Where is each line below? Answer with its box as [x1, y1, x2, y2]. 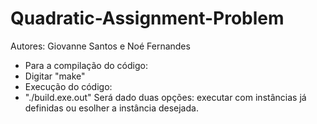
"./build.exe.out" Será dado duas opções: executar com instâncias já [24, 91, 307, 103]
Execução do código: [24, 80, 113, 92]
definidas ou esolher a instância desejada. [24, 102, 199, 114]
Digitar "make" [24, 70, 86, 82]
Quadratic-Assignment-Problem [10, 7, 285, 30]
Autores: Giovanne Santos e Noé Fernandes [10, 40, 191, 52]
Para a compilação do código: [24, 59, 148, 71]
